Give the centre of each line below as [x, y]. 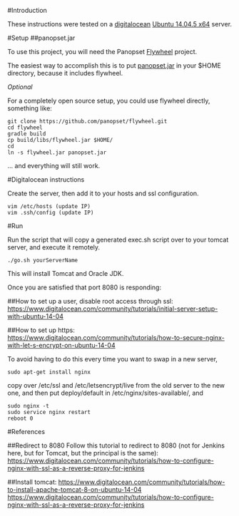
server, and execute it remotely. [54, 247]
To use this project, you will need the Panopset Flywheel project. [102, 52]
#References [26, 432]
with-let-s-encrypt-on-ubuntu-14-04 [61, 345]
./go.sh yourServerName [43, 260]
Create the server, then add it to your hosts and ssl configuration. [103, 193]
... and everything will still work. [54, 166]
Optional [20, 87]
